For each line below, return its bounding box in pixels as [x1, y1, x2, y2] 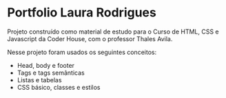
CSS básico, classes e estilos [17, 83, 101, 91]
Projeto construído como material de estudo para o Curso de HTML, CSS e [7, 27, 219, 36]
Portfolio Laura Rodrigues [7, 5, 156, 21]
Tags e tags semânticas [17, 69, 85, 77]
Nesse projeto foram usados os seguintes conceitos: [7, 48, 157, 56]
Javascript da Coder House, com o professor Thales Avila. [7, 34, 173, 42]
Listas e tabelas [17, 75, 62, 84]
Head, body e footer [17, 61, 74, 69]
